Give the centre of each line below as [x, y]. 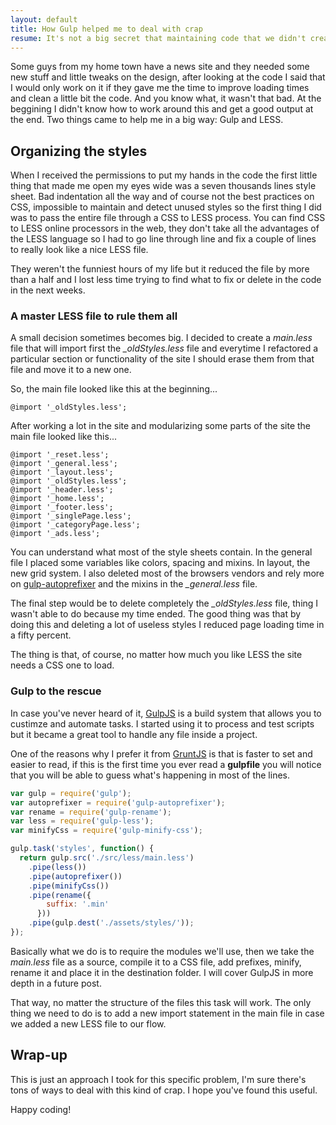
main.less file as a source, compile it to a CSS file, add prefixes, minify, [156, 962]
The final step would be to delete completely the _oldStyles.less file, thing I [164, 603]
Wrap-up [39, 1055]
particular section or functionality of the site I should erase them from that [162, 359]
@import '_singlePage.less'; [71, 516]
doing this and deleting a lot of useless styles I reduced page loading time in [167, 625]
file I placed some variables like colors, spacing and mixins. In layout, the [160, 563]
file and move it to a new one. [71, 370]
